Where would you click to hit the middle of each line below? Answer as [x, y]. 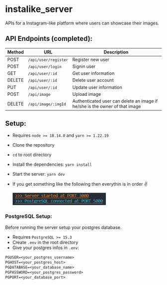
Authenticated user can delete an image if [115, 101]
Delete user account [93, 80]
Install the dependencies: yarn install [52, 164]
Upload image [86, 94]
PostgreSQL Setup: [29, 217]
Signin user [84, 66]
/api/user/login [45, 67]
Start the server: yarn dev [39, 174]
